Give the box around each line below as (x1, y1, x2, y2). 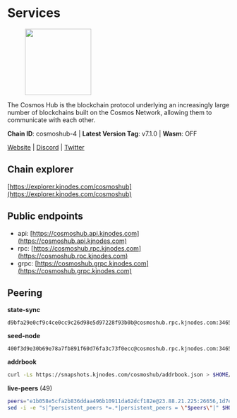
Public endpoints (7, 210, 83, 222)
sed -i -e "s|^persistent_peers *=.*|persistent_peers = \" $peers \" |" (7, 405, 219, 412)
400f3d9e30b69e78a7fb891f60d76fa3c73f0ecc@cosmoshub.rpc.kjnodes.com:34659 (7, 345, 235, 352)
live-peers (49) (7, 384, 53, 393)
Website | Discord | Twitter (7, 143, 85, 151)
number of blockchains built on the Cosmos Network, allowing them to (7, 108, 212, 117)
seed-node (7, 332, 41, 340)
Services (7, 5, 61, 21)
